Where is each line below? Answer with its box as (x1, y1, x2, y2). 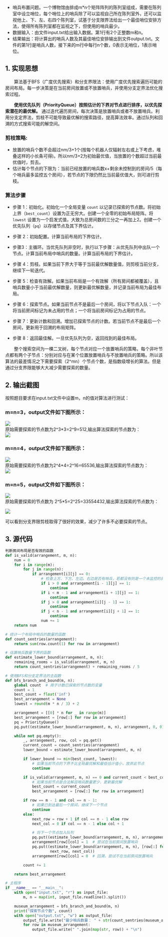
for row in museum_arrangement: (23, 922, 91, 927)
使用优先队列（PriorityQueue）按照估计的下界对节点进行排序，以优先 (14, 102, 158, 108)
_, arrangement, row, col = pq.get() (23, 738, 101, 743)
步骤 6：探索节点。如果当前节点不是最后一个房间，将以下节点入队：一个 (12, 301, 161, 307)
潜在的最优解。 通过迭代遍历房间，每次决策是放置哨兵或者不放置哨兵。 (9, 108, 155, 114)
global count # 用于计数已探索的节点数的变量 (14, 683, 102, 688)
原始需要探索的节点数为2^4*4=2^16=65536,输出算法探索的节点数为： (5, 462, 148, 468)
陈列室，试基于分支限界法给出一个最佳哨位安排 (60, 17, 157, 23)
